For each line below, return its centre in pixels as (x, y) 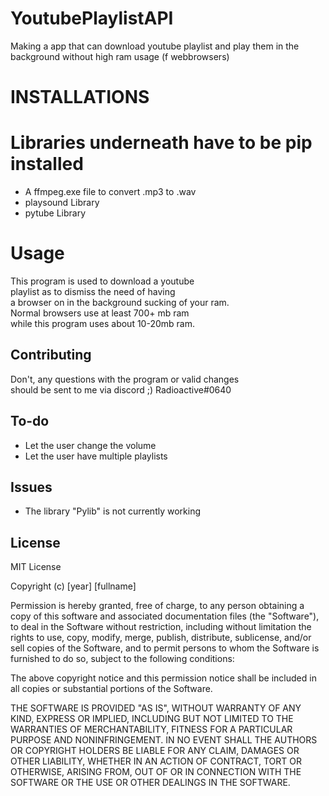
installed (47, 164)
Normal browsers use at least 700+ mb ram (100, 313)
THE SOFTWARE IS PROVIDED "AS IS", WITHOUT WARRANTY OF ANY (156, 708)
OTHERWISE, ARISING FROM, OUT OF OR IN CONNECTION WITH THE (156, 772)
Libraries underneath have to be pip (161, 143)
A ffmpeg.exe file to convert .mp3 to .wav (110, 192)
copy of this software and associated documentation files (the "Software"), (165, 616)
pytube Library (55, 213)
